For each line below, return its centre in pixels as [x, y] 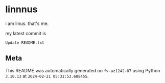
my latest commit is [26, 33]
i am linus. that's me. [27, 23]
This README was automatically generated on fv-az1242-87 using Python [83, 70]
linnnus [21, 9]
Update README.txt [25, 43]
